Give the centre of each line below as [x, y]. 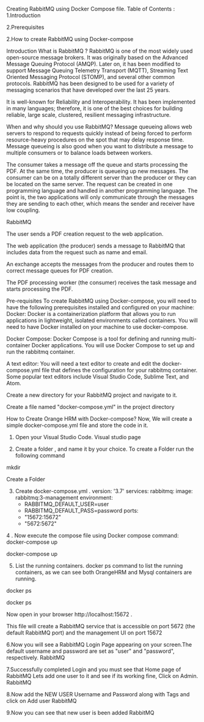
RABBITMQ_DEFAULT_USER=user [67, 504]
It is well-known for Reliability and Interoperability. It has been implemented [101, 102]
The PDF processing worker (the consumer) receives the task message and [101, 282]
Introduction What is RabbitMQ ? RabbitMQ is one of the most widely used [100, 51]
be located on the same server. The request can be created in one [89, 184]
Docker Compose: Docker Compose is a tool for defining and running [93, 339]
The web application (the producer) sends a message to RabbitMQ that [96, 246]
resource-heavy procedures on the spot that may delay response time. [95, 140]
